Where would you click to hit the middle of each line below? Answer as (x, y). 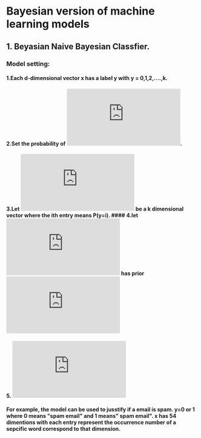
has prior (132, 274)
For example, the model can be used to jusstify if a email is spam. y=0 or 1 (100, 409)
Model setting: (28, 64)
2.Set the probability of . (94, 143)
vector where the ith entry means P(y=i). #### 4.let (72, 215)
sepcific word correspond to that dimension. (64, 429)
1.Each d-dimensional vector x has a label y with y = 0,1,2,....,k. (87, 78)
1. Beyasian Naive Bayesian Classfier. (78, 46)
